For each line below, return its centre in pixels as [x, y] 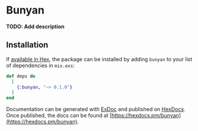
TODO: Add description [35, 26]
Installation [27, 45]
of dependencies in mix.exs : [40, 65]
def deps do [21, 76]
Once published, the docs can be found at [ [59, 116]
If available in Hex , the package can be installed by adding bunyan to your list [99, 59]
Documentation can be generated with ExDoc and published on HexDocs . [96, 109]
